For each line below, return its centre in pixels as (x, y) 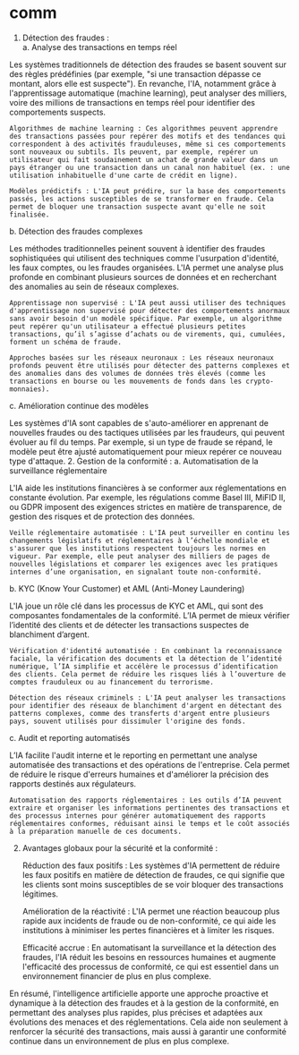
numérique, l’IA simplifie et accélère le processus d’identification (144, 666)
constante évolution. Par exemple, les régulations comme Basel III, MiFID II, (148, 497)
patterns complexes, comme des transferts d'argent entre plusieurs (140, 713)
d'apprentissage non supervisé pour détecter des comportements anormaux (150, 311)
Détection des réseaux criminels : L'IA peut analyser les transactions (148, 698)
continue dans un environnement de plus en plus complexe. (120, 1041)
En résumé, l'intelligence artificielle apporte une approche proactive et (139, 993)
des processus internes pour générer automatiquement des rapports (138, 816)
